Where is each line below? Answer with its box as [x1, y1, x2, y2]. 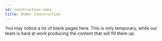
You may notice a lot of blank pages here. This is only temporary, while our [5, 25, 158, 31]
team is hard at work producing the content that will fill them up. [5, 30, 135, 36]
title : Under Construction [5, 12, 61, 17]
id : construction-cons [5, 7, 52, 12]
